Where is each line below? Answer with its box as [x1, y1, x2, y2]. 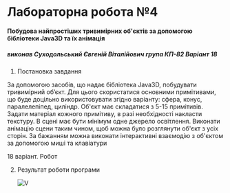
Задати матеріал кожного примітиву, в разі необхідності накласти [7, 109, 202, 117]
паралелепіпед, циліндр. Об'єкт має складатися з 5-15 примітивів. [7, 102, 203, 111]
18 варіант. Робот [7, 152, 58, 160]
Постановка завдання [17, 67, 82, 76]
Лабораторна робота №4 [7, 4, 158, 20]
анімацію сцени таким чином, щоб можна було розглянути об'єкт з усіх [7, 124, 219, 133]
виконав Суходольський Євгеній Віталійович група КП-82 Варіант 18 [7, 49, 218, 58]
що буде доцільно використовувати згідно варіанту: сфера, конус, [7, 95, 202, 103]
